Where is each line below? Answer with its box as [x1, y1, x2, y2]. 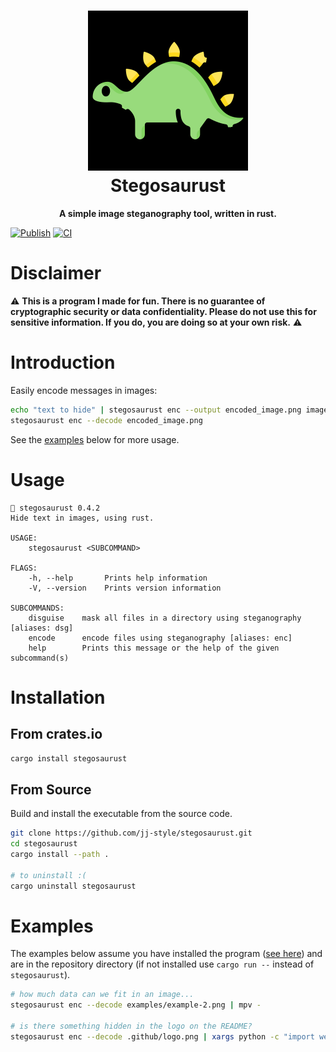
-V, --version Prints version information [28, 583, 222, 593]
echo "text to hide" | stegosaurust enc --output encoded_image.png [10, 405, 302, 415]
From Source [10, 781, 92, 798]
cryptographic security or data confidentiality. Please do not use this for [10, 305, 317, 317]
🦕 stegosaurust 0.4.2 [10, 503, 101, 513]
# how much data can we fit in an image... [10, 990, 195, 1000]
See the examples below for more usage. [10, 433, 180, 445]
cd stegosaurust [10, 839, 78, 849]
